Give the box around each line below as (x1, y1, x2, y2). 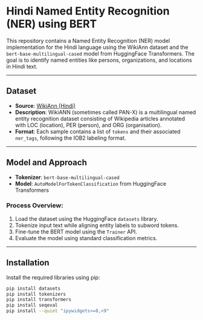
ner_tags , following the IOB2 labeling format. (14, 134, 126, 142)
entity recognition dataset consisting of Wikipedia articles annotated (14, 115, 185, 122)
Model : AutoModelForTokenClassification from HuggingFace (14, 180, 167, 187)
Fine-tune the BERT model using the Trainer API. (14, 228, 138, 235)
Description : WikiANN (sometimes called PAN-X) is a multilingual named (14, 108, 196, 116)
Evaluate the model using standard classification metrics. (14, 234, 158, 241)
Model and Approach (6, 157, 88, 168)
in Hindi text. (6, 62, 38, 70)
